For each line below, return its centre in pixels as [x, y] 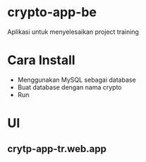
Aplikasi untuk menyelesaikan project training [73, 32]
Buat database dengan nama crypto [69, 87]
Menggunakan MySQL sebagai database [77, 80]
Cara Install [41, 60]
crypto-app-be [52, 12]
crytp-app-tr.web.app [57, 149]
